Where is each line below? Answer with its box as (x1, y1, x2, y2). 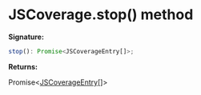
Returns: (8, 61, 38, 71)
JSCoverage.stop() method (8, 6, 194, 24)
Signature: (8, 32, 44, 42)
